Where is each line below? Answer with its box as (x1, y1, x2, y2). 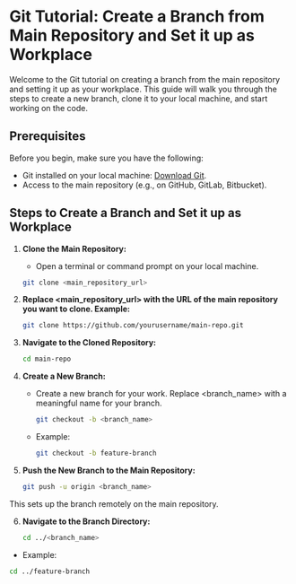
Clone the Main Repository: (22, 243, 127, 254)
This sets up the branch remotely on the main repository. (9, 498, 219, 509)
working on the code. (9, 102, 88, 113)
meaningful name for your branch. (35, 397, 162, 409)
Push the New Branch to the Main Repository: (22, 465, 196, 475)
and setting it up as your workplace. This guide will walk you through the (9, 83, 278, 94)
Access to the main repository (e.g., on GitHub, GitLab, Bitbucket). (22, 179, 267, 190)
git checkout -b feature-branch (35, 449, 157, 458)
